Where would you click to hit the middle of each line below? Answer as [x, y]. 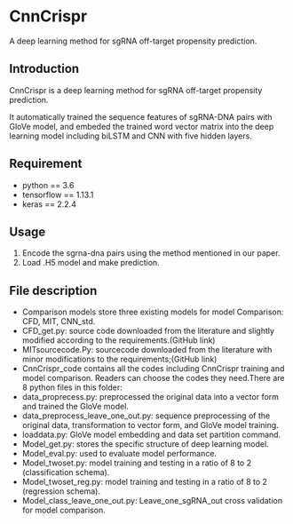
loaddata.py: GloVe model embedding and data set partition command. [151, 435]
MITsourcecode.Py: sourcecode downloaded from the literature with [147, 350]
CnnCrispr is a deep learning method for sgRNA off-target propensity [136, 90]
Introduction [44, 69]
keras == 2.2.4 [49, 204]
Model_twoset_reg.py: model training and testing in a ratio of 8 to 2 [145, 482]
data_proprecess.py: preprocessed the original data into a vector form [150, 397]
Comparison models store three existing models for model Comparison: [153, 312]
